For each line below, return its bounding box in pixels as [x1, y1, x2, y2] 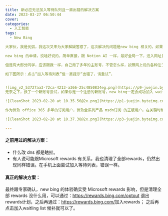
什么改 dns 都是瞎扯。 [12, 149, 58, 155]
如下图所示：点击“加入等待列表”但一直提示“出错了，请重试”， [5, 71, 115, 77]
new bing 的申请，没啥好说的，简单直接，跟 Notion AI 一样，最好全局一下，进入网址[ [5, 53, 164, 58]
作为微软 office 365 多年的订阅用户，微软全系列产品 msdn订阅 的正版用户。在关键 [5, 108, 157, 113]
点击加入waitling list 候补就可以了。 [5, 205, 78, 211]
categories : [5, 21, 30, 27]
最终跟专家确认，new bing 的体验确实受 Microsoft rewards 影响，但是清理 [5, 186, 157, 192]
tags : [5, 31, 16, 36]
